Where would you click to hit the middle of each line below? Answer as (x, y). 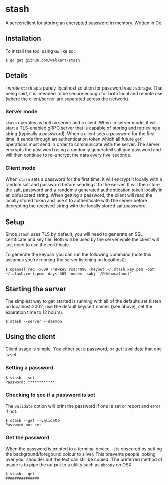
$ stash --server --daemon (34, 321)
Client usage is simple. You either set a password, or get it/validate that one (84, 349)
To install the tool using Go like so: (40, 51)
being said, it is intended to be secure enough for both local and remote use (84, 93)
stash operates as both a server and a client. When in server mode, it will (81, 122)
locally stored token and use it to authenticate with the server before (76, 201)
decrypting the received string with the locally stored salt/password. (76, 206)
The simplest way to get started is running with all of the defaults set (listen (83, 301)
